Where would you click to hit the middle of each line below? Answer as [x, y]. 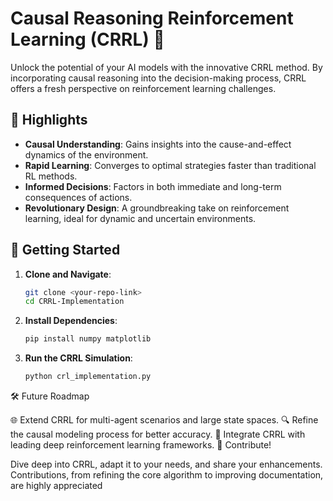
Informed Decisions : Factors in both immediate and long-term [153, 186]
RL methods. [51, 176]
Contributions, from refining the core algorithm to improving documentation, [167, 475]
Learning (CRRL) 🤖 [87, 39]
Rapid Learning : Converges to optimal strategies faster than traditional [170, 165]
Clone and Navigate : [68, 274]
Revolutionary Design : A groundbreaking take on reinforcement [157, 208]
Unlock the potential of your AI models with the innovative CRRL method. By [166, 67]
